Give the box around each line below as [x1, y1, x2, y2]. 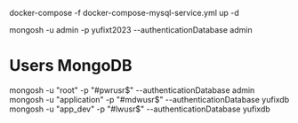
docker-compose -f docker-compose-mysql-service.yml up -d [9, 8, 240, 18]
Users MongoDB [9, 56, 133, 76]
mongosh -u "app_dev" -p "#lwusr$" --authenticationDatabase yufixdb [9, 104, 271, 114]
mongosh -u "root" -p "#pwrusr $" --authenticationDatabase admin [9, 84, 255, 96]
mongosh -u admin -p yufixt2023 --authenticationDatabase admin [9, 25, 253, 35]
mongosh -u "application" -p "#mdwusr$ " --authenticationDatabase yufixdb [9, 94, 290, 104]
